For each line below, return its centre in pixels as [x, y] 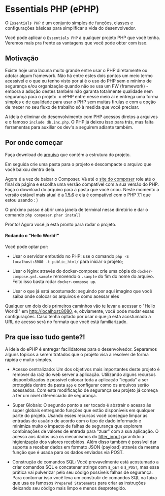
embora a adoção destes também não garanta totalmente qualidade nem [79, 91]
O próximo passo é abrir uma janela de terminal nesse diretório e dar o [77, 209]
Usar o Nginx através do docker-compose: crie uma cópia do [74, 271]
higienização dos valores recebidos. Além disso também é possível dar [84, 442]
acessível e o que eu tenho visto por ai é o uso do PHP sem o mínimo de [78, 81]
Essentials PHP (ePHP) [52, 9]
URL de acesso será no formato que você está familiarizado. [66, 322]
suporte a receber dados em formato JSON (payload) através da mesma [85, 447]
